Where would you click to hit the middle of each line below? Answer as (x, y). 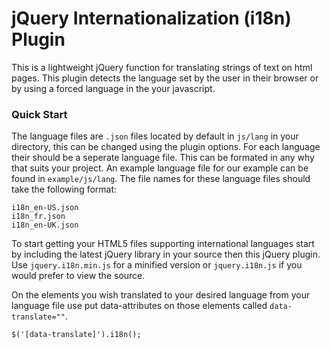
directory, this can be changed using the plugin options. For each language (166, 147)
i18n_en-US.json (45, 208)
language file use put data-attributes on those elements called (139, 306)
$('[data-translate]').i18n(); (76, 335)
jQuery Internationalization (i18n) (151, 18)
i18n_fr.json (38, 217)
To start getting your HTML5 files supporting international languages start (163, 244)
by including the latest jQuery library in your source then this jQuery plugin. (166, 254)
